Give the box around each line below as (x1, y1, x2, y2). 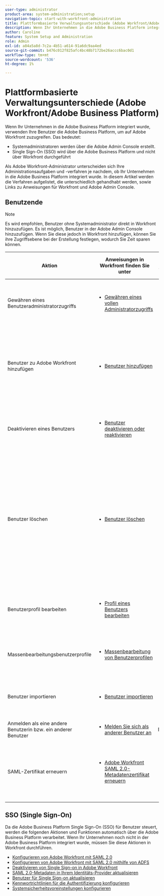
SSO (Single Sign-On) (5, 811, 72, 819)
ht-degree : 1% (5, 61, 34, 66)
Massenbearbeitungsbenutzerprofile (7, 651, 92, 658)
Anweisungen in (105, 256, 144, 263)
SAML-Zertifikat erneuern (7, 768, 67, 775)
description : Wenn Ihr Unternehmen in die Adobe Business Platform (5, 25, 145, 30)
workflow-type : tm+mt (5, 52, 49, 58)
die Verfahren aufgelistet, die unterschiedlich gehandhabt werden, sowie (5, 179, 151, 185)
